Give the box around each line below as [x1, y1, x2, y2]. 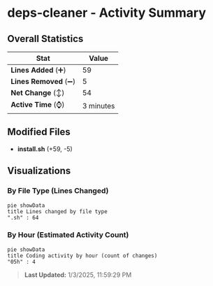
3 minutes [82, 101, 115, 110]
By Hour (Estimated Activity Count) [7, 230, 129, 240]
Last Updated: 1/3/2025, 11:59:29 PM [24, 271, 132, 279]
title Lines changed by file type [7, 208, 108, 215]
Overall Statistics [7, 33, 84, 45]
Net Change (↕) [10, 88, 65, 97]
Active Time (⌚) [10, 100, 65, 109]
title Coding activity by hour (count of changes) [7, 252, 158, 259]
